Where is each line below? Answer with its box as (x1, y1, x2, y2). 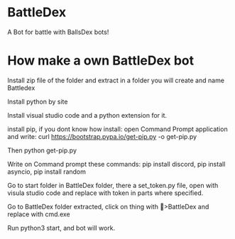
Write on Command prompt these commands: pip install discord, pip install (7, 160, 226, 168)
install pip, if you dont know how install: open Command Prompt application (7, 125, 229, 133)
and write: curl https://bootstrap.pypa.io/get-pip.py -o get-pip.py (7, 132, 197, 140)
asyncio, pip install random (7, 167, 87, 176)
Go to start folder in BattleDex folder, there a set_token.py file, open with (7, 181, 219, 189)
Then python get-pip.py (7, 146, 77, 155)
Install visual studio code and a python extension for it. (7, 111, 168, 119)
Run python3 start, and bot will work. (7, 223, 116, 232)
